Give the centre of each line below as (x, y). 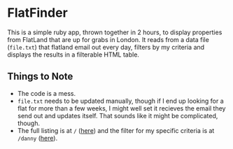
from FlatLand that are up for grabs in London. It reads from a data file (108, 39)
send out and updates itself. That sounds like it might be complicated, (118, 115)
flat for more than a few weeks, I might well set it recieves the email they (121, 108)
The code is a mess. (47, 93)
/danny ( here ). (37, 138)
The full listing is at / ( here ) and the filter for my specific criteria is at (116, 130)
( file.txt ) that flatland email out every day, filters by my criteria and (106, 47)
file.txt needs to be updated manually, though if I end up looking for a (120, 101)
